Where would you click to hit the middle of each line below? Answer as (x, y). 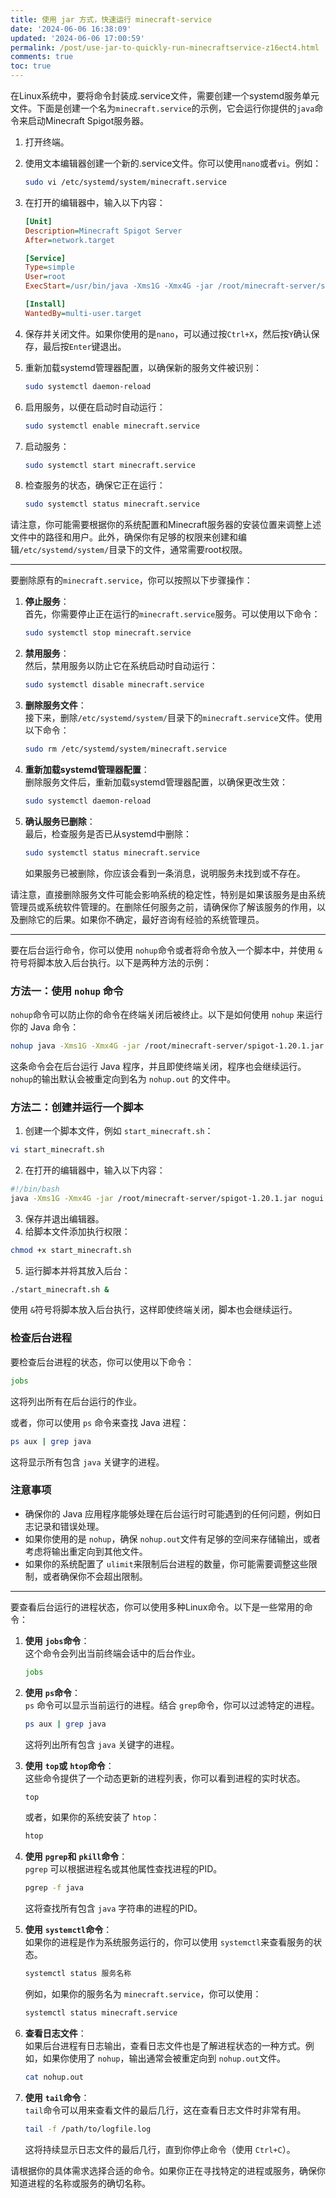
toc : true (31, 66)
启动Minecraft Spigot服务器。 (88, 120)
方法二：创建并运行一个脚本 (77, 1107)
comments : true (42, 57)
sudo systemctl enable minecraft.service (112, 426)
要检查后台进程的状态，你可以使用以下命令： (102, 1362)
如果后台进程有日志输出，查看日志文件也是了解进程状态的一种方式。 (165, 2045)
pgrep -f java (54, 1888)
